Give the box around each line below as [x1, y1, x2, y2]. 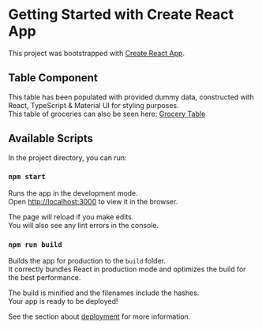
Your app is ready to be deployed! [8, 297, 118, 306]
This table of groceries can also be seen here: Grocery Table [8, 109, 206, 118]
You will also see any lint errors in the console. [8, 220, 159, 230]
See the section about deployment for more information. [8, 312, 191, 321]
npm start [8, 172, 46, 181]
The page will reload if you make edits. [8, 211, 134, 222]
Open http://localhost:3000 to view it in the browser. [8, 196, 178, 206]
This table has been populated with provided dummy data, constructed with [8, 92, 255, 102]
